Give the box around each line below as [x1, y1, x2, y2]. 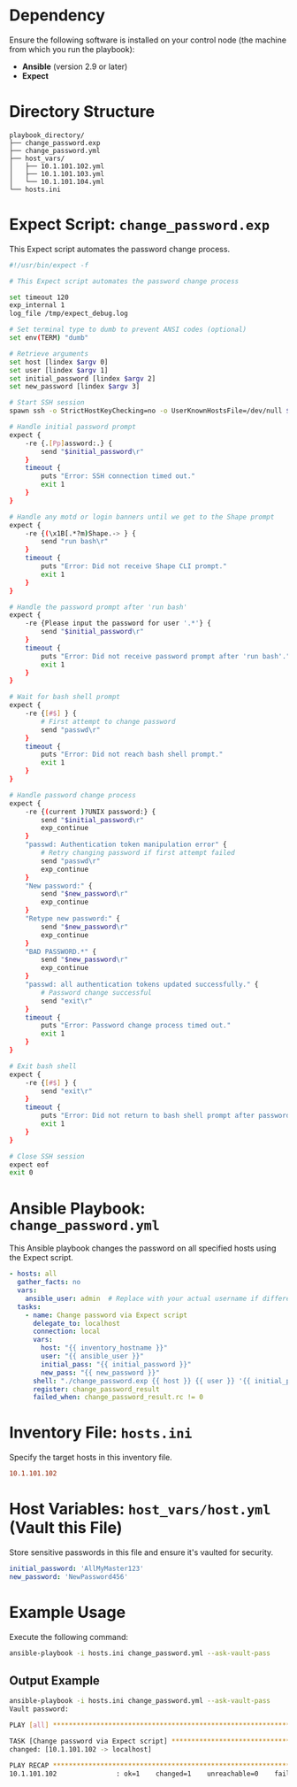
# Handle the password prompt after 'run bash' [9, 603, 188, 612]
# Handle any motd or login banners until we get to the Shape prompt [9, 512, 275, 521]
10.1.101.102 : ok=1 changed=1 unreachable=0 [9, 1769, 259, 1778]
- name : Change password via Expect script [25, 1311, 188, 1320]
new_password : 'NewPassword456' [9, 1572, 128, 1581]
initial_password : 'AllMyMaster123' [9, 1564, 144, 1573]
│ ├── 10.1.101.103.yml [9, 169, 104, 178]
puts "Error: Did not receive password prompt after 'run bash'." [41, 651, 291, 660]
